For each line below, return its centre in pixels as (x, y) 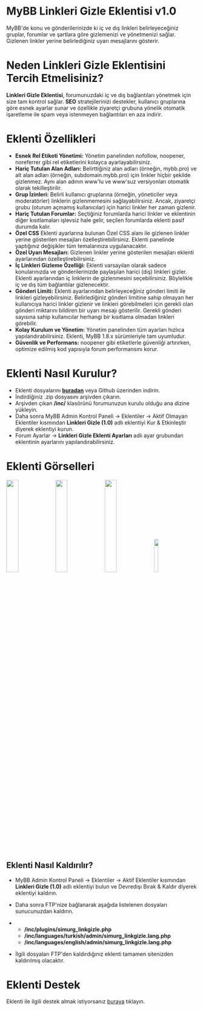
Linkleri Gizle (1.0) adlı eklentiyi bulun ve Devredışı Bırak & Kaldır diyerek (106, 886)
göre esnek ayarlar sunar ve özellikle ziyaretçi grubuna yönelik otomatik (96, 108)
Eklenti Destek (43, 985)
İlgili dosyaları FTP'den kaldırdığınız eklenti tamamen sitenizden (94, 954)
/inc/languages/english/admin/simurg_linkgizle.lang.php (98, 942)
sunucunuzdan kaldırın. (44, 911)
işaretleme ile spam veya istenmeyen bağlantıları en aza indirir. (84, 114)
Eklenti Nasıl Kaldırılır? (50, 865)
